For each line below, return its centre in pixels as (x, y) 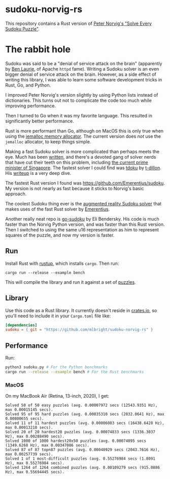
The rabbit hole (38, 50)
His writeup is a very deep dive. (38, 173)
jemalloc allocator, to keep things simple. (48, 141)
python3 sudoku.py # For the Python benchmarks (57, 367)
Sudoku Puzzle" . (22, 28)
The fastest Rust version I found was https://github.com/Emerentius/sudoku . (85, 183)
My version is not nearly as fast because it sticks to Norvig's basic (75, 188)
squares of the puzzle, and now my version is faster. (60, 235)
